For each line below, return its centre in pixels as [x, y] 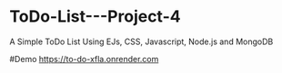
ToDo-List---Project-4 [95, 17]
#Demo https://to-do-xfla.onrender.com [84, 59]
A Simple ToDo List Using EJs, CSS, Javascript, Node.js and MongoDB [141, 41]
